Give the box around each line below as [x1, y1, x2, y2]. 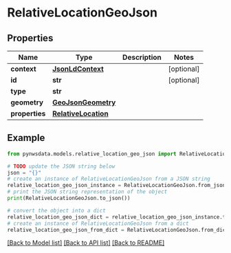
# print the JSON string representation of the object [7, 188, 168, 195]
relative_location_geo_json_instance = [7, 182, 122, 189]
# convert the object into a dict [7, 207, 107, 214]
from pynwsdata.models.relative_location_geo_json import [7, 150, 177, 157]
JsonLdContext [52, 64, 104, 74]
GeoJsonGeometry [52, 98, 116, 107]
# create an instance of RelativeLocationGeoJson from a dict [7, 220, 189, 227]
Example [7, 132, 45, 144]
